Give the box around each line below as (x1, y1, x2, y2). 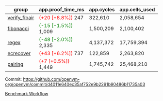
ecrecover (7, 50, 31, 57)
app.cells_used (119, 6, 155, 13)
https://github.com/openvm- (23, 76, 80, 82)
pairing (7, 61, 24, 67)
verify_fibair (7, 14, 34, 21)
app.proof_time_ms (38, 6, 85, 13)
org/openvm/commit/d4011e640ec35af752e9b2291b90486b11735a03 (5, 82, 146, 87)
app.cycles (89, 6, 115, 13)
